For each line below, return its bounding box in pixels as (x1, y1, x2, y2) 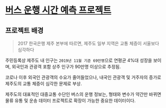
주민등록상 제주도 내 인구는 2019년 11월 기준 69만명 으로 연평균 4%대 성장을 (5, 57, 152, 63)
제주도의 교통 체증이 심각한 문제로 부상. (5, 81, 82, 86)
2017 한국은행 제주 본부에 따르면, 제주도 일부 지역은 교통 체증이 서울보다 (17, 41, 159, 46)
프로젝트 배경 (5, 26, 44, 35)
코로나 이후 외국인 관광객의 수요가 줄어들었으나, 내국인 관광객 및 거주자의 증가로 (5, 74, 161, 80)
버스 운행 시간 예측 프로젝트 (5, 5, 112, 16)
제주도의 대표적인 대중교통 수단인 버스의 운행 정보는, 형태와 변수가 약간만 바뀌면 (5, 91, 161, 97)
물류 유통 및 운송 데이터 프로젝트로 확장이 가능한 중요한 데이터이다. (5, 97, 136, 103)
